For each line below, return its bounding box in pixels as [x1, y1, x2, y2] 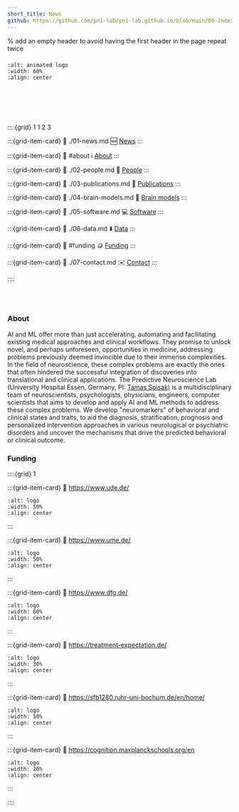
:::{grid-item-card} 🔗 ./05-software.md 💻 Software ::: [7, 208, 164, 216]
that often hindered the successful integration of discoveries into [7, 368, 197, 376]
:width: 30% [7, 661, 43, 668]
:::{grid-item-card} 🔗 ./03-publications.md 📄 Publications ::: [7, 179, 181, 188]
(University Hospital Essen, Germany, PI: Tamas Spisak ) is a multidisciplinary [7, 383, 232, 391]
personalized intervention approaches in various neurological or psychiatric [7, 420, 229, 429]
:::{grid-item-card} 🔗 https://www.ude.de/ [7, 484, 129, 492]
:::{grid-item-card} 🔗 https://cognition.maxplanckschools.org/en [7, 746, 195, 754]
